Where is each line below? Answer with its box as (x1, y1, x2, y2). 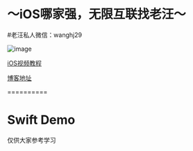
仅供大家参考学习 (7, 136, 56, 144)
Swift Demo (7, 112, 76, 128)
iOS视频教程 (7, 58, 42, 67)
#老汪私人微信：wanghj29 (7, 31, 82, 39)
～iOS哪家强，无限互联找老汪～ (7, 6, 186, 22)
